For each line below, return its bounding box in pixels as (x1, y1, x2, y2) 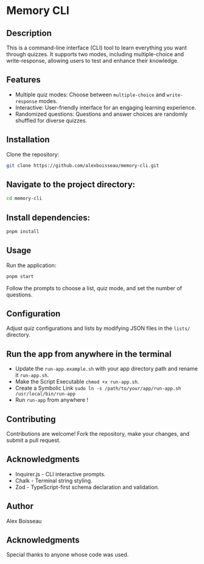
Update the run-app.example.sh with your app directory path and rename (15, 365, 198, 373)
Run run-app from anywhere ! (15, 396, 89, 404)
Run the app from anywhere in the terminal (6, 349, 172, 359)
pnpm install (6, 229, 40, 235)
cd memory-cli (6, 196, 43, 202)
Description (6, 28, 52, 38)
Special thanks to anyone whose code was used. (6, 551, 129, 559)
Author (6, 501, 33, 512)
